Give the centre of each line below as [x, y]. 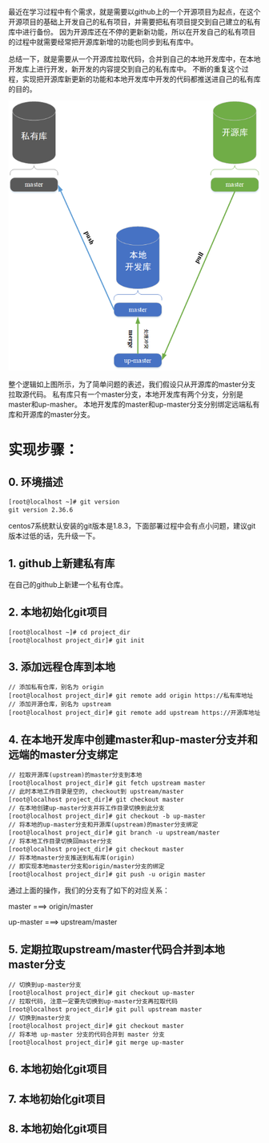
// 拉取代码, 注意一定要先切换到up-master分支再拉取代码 [93, 1002]
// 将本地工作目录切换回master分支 [60, 842]
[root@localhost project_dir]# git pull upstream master [105, 1010]
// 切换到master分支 [39, 1018]
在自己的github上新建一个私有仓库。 [68, 584]
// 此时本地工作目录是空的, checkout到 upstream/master [96, 792]
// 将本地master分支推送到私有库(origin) [72, 858]
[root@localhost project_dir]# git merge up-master [96, 1043]
